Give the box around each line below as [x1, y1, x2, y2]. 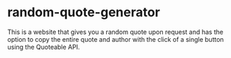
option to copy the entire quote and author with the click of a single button [7, 35, 225, 43]
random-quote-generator [7, 4, 161, 21]
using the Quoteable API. [7, 42, 80, 51]
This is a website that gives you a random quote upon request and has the [7, 28, 224, 36]
